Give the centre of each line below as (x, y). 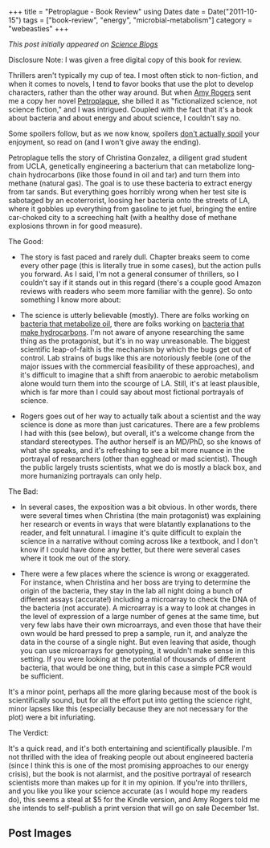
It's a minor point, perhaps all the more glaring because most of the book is (133, 691)
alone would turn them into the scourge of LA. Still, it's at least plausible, (139, 383)
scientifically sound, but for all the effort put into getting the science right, (130, 700)
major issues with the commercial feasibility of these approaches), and (137, 366)
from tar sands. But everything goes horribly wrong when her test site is (127, 192)
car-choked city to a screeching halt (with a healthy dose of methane (123, 217)
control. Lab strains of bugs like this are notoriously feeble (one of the (135, 358)
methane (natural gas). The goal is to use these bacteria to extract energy (131, 183)
